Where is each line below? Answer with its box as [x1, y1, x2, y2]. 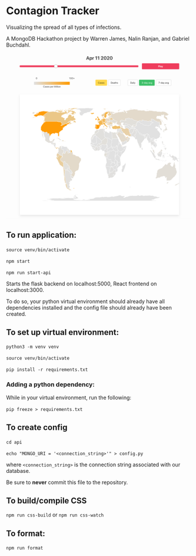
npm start [6, 258, 31, 264]
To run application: [6, 230, 77, 240]
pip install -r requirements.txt [6, 367, 88, 373]
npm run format [6, 545, 44, 551]
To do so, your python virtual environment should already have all [6, 298, 165, 305]
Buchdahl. [6, 41, 31, 48]
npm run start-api [6, 269, 51, 275]
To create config [6, 423, 68, 433]
